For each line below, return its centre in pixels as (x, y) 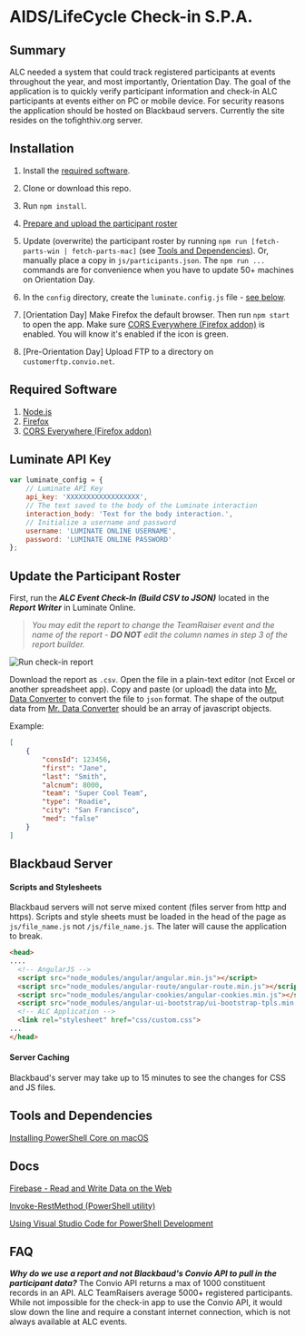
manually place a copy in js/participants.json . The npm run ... (144, 260)
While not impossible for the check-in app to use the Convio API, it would (146, 1302)
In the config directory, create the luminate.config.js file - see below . (154, 297)
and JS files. (33, 1087)
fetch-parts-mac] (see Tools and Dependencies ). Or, (170, 250)
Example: (27, 726)
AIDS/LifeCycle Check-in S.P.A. (131, 17)
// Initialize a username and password (101, 522)
